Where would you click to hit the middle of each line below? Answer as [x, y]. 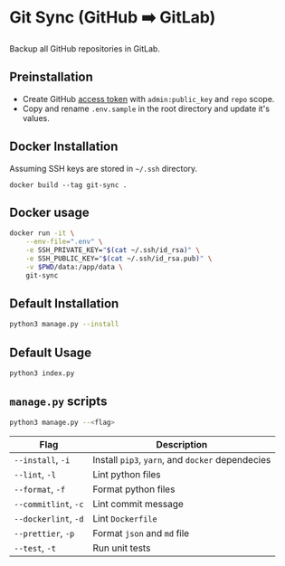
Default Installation [64, 304]
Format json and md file [141, 533]
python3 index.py [42, 373]
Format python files [134, 489]
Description [182, 444]
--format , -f [40, 489]
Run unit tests [122, 548]
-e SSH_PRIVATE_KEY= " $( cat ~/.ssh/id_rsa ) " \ [113, 250]
